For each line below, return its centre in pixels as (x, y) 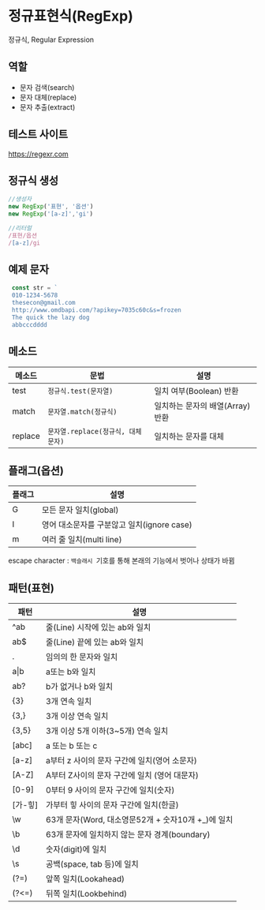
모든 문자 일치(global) (80, 510)
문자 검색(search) (47, 87)
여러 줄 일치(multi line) (82, 540)
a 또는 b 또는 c (72, 746)
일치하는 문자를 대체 (189, 436)
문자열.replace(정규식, (87, 431)
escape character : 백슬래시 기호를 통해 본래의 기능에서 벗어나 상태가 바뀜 (121, 560)
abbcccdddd (29, 324)
